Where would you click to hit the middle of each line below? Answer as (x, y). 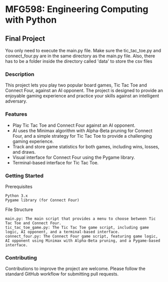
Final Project (25, 38)
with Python (31, 20)
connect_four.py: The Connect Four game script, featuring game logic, (81, 236)
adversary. (16, 101)
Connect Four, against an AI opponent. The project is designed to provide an (84, 90)
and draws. (24, 152)
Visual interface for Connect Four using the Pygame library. (74, 157)
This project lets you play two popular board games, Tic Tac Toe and (76, 85)
